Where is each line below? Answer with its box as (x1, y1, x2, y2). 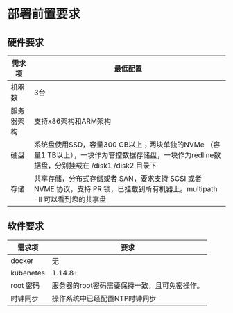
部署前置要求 (7, 6, 81, 22)
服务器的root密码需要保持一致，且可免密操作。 (51, 280, 205, 290)
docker (10, 255, 34, 265)
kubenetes (10, 268, 45, 278)
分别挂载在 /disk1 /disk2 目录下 (54, 161, 157, 170)
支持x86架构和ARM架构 (33, 116, 111, 126)
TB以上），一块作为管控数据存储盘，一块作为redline (47, 150, 214, 160)
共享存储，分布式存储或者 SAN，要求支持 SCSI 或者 (33, 174, 202, 183)
